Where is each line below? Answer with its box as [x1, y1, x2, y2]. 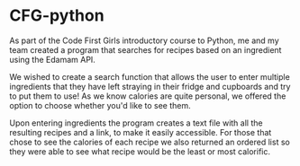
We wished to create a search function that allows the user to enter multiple [9, 71, 290, 82]
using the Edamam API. [9, 54, 96, 65]
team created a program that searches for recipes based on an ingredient [9, 44, 282, 55]
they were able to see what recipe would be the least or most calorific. [9, 145, 270, 157]
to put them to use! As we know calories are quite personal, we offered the [9, 91, 286, 101]
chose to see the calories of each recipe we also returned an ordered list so [9, 136, 290, 147]
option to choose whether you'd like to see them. [9, 100, 191, 110]
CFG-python [9, 5, 105, 26]
